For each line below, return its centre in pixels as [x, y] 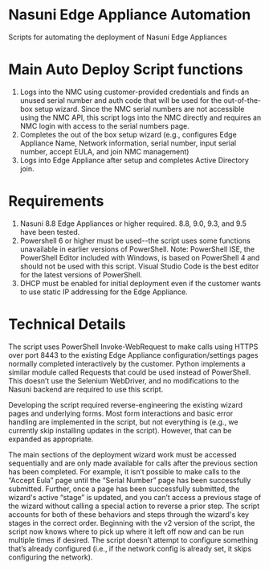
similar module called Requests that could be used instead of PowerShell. [130, 372]
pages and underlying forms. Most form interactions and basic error [121, 413]
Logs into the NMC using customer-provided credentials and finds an [134, 92]
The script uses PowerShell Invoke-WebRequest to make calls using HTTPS [133, 347]
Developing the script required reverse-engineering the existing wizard [126, 404]
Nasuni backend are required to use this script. [86, 389]
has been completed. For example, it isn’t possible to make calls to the [124, 471]
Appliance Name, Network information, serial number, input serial [128, 143]
